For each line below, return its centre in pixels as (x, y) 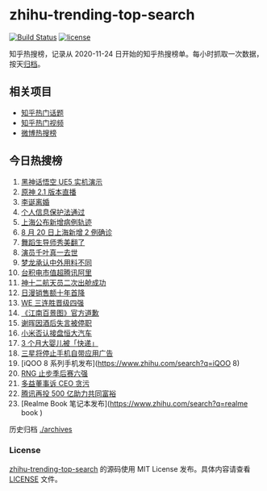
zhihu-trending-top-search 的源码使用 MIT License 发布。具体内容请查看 (130, 468)
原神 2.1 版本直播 (48, 192)
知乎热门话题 (42, 112)
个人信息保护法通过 (53, 212)
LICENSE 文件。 (36, 479)
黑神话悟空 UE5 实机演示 (62, 181)
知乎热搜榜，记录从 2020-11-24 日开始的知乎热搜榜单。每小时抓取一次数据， (136, 53)
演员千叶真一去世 (49, 252)
